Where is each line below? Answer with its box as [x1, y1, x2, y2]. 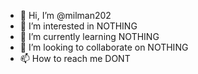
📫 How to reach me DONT [19, 53, 131, 64]
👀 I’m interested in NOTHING [19, 20, 138, 32]
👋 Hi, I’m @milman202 [19, 10, 112, 21]
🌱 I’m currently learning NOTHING [19, 31, 160, 42]
